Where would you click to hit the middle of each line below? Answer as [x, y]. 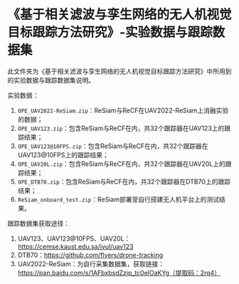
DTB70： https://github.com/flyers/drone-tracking [90, 255]
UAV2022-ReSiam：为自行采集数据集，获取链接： [91, 263]
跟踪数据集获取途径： [38, 223]
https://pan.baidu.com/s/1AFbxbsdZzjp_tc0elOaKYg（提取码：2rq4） [119, 273]
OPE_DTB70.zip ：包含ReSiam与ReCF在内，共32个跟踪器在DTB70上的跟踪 [124, 182]
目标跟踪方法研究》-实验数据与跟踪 [110, 32]
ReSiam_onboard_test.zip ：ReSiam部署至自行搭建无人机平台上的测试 [118, 199]
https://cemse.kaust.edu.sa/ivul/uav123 [75, 246]
